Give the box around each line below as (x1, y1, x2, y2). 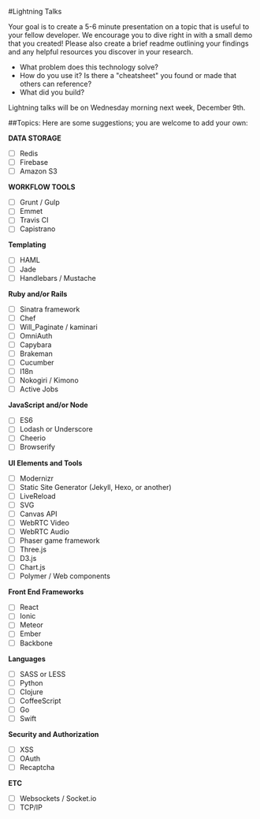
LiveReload (19, 491, 57, 500)
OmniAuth (19, 331, 53, 340)
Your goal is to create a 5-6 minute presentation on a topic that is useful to (8, 22, 250, 31)
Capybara (19, 339, 52, 350)
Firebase (19, 158, 49, 167)
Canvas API (19, 509, 58, 518)
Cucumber (19, 358, 54, 367)
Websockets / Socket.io (19, 794, 97, 803)
